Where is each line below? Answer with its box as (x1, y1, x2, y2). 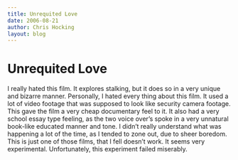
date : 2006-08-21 (7, 17, 59, 24)
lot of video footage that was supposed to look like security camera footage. (7, 100, 231, 108)
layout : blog (7, 30, 46, 38)
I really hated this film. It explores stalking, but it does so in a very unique (7, 85, 221, 93)
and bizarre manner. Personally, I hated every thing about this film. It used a (7, 92, 229, 100)
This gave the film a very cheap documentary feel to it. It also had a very (7, 107, 220, 116)
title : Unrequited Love (7, 10, 78, 18)
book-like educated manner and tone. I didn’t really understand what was (7, 122, 222, 131)
